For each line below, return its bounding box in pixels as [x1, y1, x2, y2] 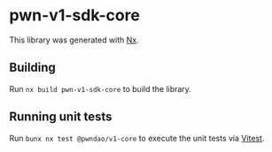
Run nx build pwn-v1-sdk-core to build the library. [9, 83, 192, 94]
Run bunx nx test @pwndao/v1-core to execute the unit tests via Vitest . [9, 133, 265, 143]
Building [9, 60, 56, 75]
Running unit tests [9, 110, 113, 125]
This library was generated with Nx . [9, 34, 139, 45]
